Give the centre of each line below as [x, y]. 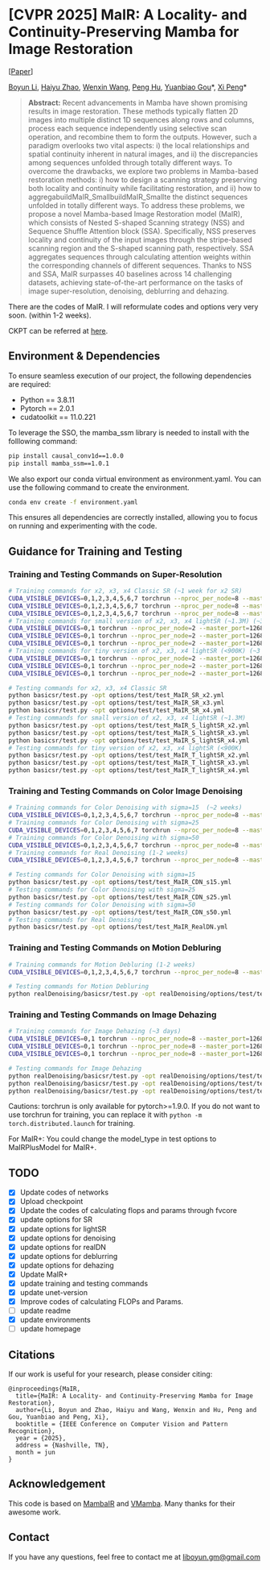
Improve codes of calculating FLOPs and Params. [101, 1302]
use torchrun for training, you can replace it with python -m [105, 1115]
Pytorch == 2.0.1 [47, 408]
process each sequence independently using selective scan [127, 128]
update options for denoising [68, 1238]
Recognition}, [32, 1431]
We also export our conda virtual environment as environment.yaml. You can [135, 479]
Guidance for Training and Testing [96, 551]
